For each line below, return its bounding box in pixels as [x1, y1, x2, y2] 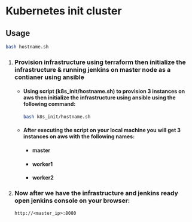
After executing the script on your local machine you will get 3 [23, 127, 181, 134]
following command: [23, 101, 76, 108]
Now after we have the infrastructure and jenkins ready [14, 189, 179, 197]
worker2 [32, 174, 54, 181]
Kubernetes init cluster [5, 4, 122, 18]
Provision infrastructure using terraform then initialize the [14, 58, 186, 66]
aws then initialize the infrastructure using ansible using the [23, 94, 176, 101]
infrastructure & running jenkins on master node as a [14, 65, 171, 74]
